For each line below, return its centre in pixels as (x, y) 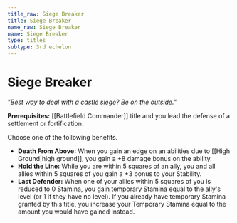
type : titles (27, 41)
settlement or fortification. (46, 123)
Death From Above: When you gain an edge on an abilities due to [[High (123, 151)
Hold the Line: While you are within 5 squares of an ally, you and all (116, 166)
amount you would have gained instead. (76, 212)
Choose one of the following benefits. (63, 137)
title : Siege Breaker (39, 21)
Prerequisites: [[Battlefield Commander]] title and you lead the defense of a (118, 115)
